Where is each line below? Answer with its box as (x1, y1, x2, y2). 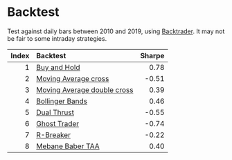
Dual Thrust (36, 107, 75, 117)
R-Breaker (36, 130, 71, 139)
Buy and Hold (36, 62, 80, 72)
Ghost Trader (36, 118, 80, 128)
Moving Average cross (36, 73, 109, 83)
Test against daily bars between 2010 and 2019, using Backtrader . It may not (7, 27, 225, 35)
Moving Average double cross (36, 85, 134, 94)
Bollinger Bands (36, 96, 88, 106)
